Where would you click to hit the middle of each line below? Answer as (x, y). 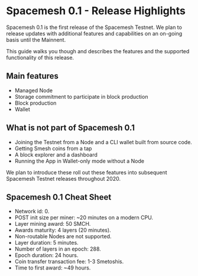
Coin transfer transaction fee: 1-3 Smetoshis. (69, 262)
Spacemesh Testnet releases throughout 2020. (64, 178)
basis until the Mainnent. (36, 40)
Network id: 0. (32, 212)
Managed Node (34, 90)
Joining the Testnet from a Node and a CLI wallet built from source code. (103, 142)
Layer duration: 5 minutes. (46, 243)
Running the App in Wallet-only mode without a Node (79, 161)
